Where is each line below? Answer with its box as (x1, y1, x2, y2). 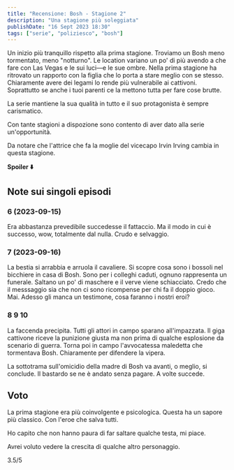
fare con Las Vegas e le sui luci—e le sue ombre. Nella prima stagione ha (7, 64, 217, 72)
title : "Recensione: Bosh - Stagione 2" (7, 10, 127, 17)
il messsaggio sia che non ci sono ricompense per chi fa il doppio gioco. (7, 286, 215, 294)
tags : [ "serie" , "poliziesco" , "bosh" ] (7, 29, 124, 37)
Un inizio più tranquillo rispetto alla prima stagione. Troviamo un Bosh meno (7, 49, 225, 57)
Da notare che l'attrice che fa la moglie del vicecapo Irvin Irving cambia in (7, 141, 219, 150)
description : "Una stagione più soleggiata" (7, 17, 139, 24)
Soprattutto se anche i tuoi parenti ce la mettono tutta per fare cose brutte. (7, 86, 222, 94)
